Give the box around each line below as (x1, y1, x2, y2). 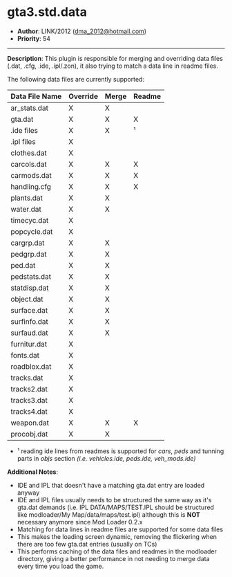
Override (68, 91, 99, 101)
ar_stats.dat (10, 103, 48, 113)
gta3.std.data (7, 4, 88, 20)
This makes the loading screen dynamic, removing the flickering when (17, 532, 217, 540)
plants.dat (10, 193, 43, 203)
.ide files (10, 125, 39, 135)
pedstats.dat (10, 271, 52, 281)
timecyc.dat (10, 215, 49, 225)
